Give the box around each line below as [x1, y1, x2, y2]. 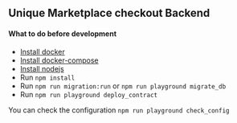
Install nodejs [19, 64, 64, 73]
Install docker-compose [19, 55, 99, 65]
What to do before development [8, 28, 117, 39]
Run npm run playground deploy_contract [19, 89, 158, 99]
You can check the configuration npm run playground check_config [8, 105, 230, 115]
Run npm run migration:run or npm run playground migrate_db [19, 80, 227, 91]
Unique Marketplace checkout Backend [8, 6, 210, 20]
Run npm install [19, 72, 76, 82]
